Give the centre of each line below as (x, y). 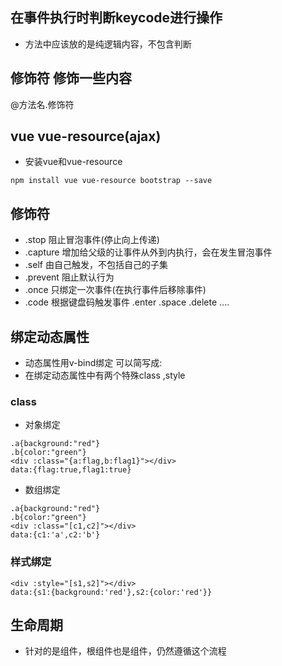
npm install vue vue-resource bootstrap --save (111, 181)
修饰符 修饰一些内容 (71, 78)
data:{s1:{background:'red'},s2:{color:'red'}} (111, 592)
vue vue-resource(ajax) (86, 136)
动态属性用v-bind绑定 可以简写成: (93, 363)
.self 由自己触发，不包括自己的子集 (96, 265)
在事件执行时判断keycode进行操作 (116, 18)
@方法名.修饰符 (42, 104)
